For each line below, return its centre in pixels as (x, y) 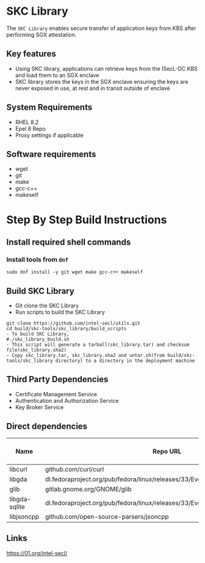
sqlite (17, 507)
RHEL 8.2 (27, 122)
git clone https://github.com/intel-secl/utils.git (73, 323)
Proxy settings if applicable (49, 135)
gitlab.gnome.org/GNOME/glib (88, 489)
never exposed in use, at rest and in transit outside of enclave (93, 88)
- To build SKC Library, (38, 334)
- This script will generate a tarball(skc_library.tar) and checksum (98, 345)
